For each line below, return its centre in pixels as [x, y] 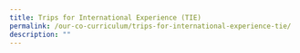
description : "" [40, 34]
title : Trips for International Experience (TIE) [106, 18]
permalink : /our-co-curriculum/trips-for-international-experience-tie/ [150, 26]
